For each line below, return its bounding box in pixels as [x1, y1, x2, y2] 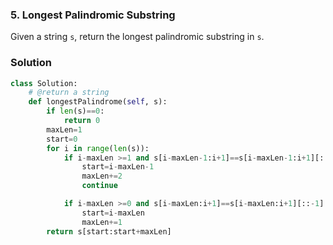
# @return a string [28, 88, 110, 98]
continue [81, 181, 118, 191]
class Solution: [10, 78, 78, 88]
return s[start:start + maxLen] [46, 226, 172, 237]
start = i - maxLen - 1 [81, 162, 155, 172]
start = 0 [46, 134, 78, 144]
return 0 [63, 116, 101, 126]
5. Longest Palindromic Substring [10, 8, 176, 22]
